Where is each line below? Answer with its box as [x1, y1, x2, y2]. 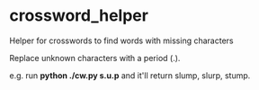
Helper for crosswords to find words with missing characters [9, 35, 234, 46]
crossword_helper [9, 5, 148, 26]
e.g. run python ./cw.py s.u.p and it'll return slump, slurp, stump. [9, 69, 251, 81]
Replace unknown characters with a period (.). [9, 52, 181, 63]
